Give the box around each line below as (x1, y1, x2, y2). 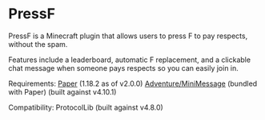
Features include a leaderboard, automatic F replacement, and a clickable (8, 55, 251, 64)
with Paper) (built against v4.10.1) (8, 87, 117, 96)
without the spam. (8, 39, 68, 48)
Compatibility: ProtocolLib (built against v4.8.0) (8, 103, 164, 112)
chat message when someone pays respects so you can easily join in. (8, 63, 239, 72)
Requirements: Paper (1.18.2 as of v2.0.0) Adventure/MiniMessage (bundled (8, 79, 258, 88)
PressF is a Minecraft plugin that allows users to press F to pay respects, (8, 31, 248, 41)
